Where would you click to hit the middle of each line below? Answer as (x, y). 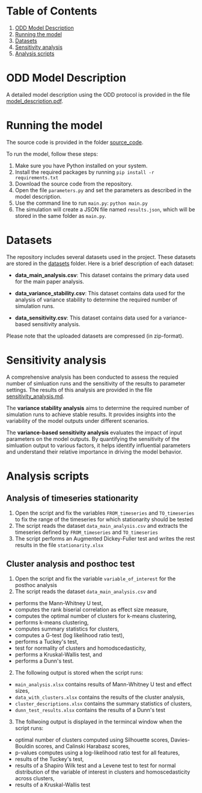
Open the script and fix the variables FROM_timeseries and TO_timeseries (105, 513)
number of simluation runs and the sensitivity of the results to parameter (96, 383)
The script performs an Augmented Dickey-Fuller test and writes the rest (105, 538)
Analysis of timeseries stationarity (72, 499)
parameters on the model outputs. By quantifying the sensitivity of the (93, 438)
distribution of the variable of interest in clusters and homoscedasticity (103, 772)
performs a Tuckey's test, (47, 641)
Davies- (180, 740)
